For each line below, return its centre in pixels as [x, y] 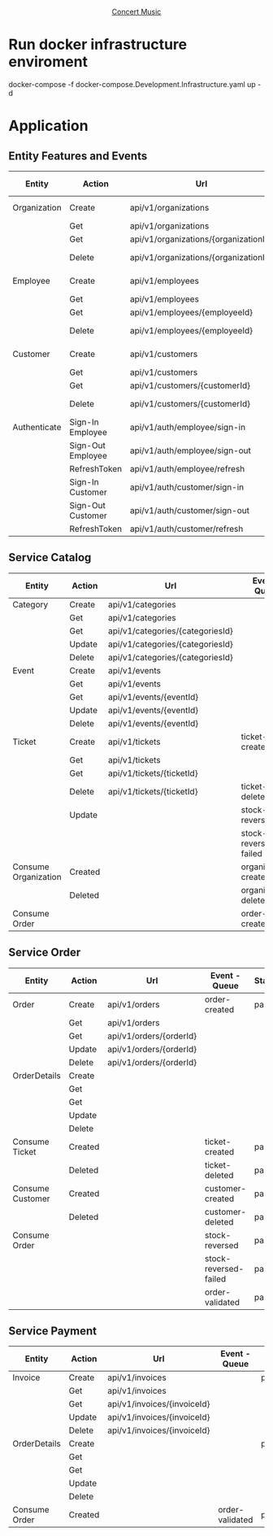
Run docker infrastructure [98, 45]
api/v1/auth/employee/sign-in [188, 427]
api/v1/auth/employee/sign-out [191, 450]
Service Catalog [50, 557]
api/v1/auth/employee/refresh [187, 468]
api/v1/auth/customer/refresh [186, 529]
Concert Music [136, 12]
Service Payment [53, 1331]
